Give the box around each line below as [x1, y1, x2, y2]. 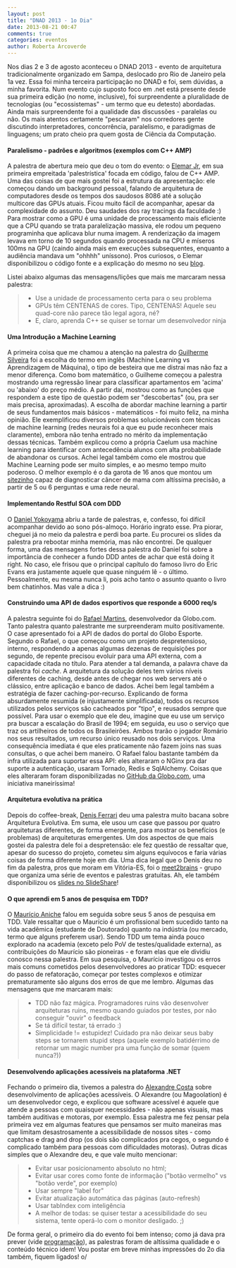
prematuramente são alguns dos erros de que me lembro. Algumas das [7, 977, 214, 986]
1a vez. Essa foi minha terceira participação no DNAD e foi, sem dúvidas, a [7, 78, 223, 85]
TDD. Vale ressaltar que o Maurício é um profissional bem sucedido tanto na [7, 918, 229, 926]
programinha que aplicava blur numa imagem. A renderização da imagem [7, 229, 221, 238]
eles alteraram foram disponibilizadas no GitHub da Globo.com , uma [7, 772, 206, 780]
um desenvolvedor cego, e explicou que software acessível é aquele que [7, 1098, 220, 1107]
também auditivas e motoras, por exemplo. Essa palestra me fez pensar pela [7, 1113, 230, 1121]
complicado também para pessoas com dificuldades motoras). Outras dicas [7, 1143, 228, 1152]
